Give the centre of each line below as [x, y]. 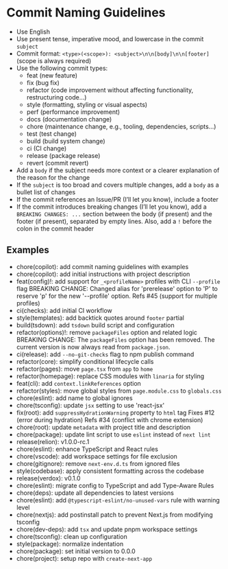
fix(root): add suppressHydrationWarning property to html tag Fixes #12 [115, 413]
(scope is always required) [54, 60]
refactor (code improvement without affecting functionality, [110, 90]
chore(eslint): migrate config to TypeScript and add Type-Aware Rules [115, 485]
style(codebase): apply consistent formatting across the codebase [110, 471]
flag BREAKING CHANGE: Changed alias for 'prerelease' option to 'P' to [117, 288]
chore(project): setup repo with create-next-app [84, 558]
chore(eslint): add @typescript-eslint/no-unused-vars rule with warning [118, 500]
